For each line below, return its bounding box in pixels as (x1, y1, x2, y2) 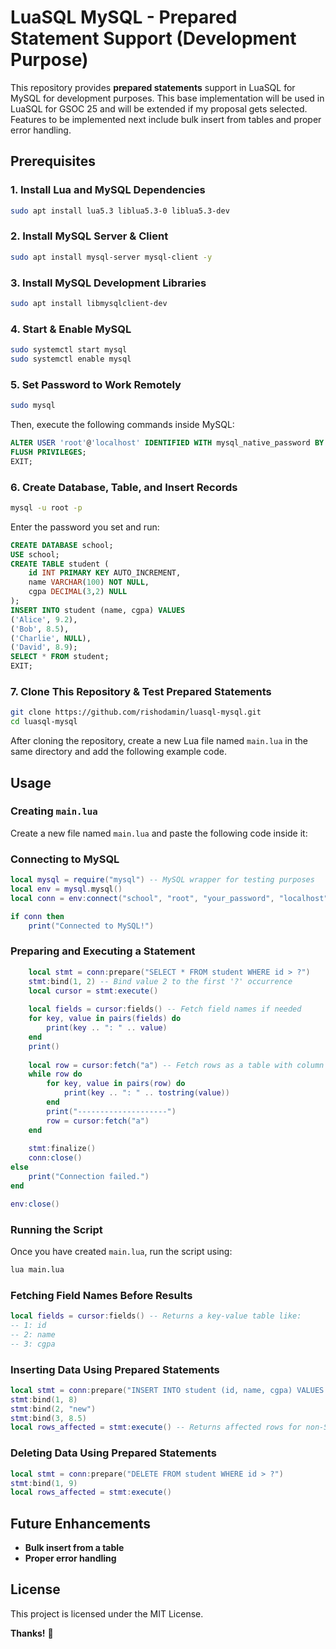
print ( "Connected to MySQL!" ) (28, 921, 155, 931)
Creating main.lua (10, 804, 98, 818)
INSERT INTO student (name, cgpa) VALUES (10, 605, 186, 615)
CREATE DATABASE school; (10, 540, 114, 550)
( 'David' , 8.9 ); (10, 642, 78, 653)
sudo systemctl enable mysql (10, 354, 132, 365)
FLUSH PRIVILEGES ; (10, 447, 87, 457)
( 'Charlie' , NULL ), (10, 633, 92, 643)
